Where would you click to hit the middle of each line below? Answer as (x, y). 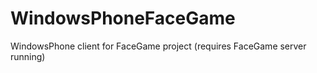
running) (28, 56)
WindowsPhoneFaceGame (123, 18)
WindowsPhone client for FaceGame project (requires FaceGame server (158, 46)
